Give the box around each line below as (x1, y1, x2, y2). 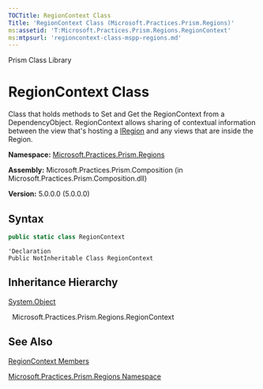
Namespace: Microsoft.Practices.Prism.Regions (8, 150, 165, 159)
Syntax (8, 212, 44, 226)
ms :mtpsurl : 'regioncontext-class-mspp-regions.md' (8, 33, 182, 42)
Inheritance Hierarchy (8, 276, 118, 289)
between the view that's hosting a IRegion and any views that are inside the (8, 126, 254, 135)
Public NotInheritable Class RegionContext (8, 254, 154, 262)
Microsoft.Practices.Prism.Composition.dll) (8, 174, 148, 183)
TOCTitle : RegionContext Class (8, 11, 111, 20)
